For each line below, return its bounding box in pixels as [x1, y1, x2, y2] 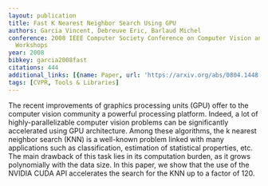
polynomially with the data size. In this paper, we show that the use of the [8, 160, 250, 169]
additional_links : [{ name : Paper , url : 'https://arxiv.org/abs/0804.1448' [8, 71, 262, 79]
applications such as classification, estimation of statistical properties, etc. [8, 143, 254, 152]
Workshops [15, 42, 48, 49]
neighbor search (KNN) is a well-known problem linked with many [8, 134, 225, 144]
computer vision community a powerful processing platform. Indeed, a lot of [8, 109, 258, 118]
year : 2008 [8, 49, 45, 57]
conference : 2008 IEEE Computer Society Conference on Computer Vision [8, 34, 251, 42]
